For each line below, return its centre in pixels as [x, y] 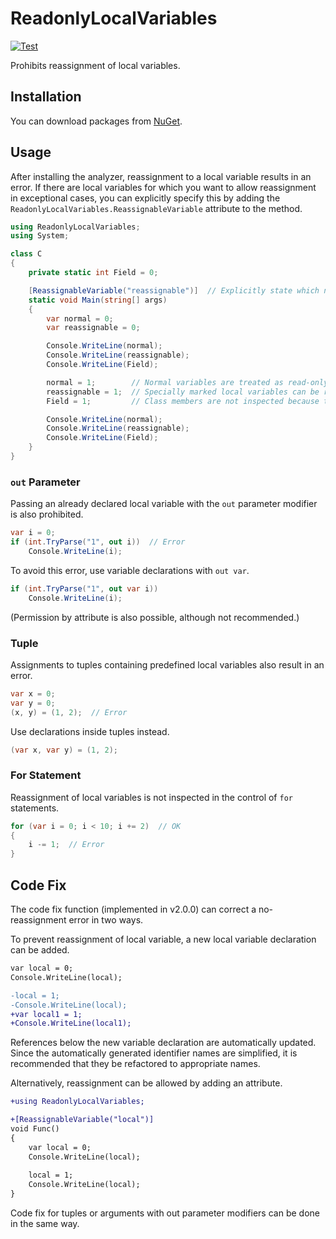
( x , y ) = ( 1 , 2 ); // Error [69, 712]
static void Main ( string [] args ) [98, 300]
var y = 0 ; [33, 703]
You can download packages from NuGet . [96, 121]
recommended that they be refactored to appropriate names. [135, 1064]
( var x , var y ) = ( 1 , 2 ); [64, 750]
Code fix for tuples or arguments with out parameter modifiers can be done [165, 1213]
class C [26, 254]
